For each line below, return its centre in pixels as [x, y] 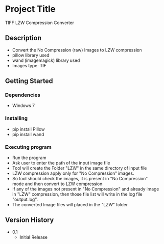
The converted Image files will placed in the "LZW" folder [70, 205]
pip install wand [28, 134]
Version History [29, 220]
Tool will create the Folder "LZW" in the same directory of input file [80, 168]
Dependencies [23, 95]
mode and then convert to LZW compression [57, 184]
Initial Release [34, 237]
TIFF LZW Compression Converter [40, 23]
